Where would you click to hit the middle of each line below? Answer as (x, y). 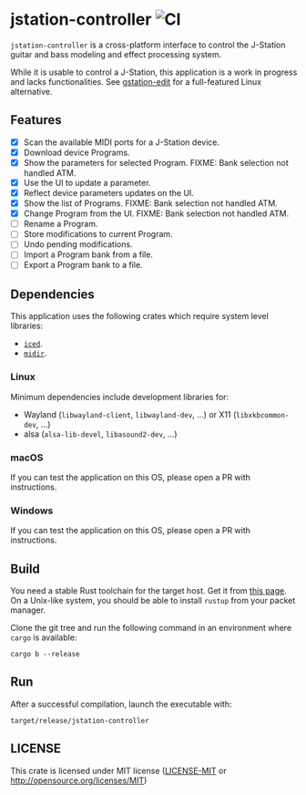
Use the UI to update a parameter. (87, 182)
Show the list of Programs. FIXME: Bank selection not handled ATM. (151, 203)
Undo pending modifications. (78, 244)
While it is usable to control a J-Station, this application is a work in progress (154, 72)
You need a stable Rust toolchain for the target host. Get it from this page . (149, 591)
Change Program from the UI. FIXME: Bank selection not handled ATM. (156, 213)
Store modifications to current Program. (98, 234)
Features (36, 120)
